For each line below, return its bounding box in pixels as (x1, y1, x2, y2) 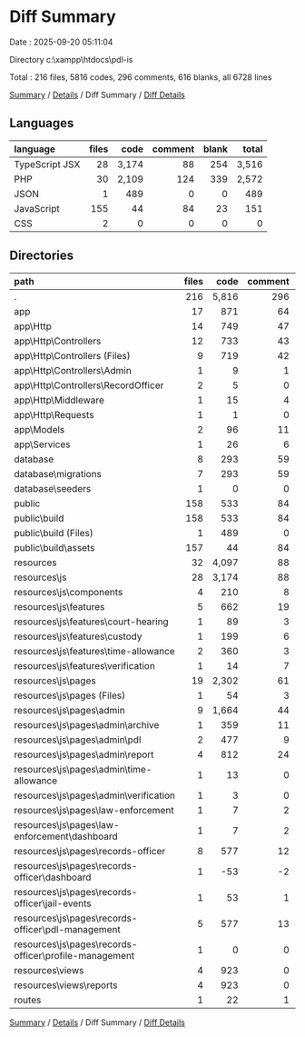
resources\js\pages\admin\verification (14, 789, 175, 802)
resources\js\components (14, 585, 123, 598)
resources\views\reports (14, 979, 118, 992)
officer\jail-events (14, 897, 92, 910)
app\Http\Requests (14, 408, 94, 421)
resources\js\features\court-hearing (14, 615, 170, 628)
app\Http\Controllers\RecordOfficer (14, 379, 164, 392)
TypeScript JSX (14, 157, 81, 170)
